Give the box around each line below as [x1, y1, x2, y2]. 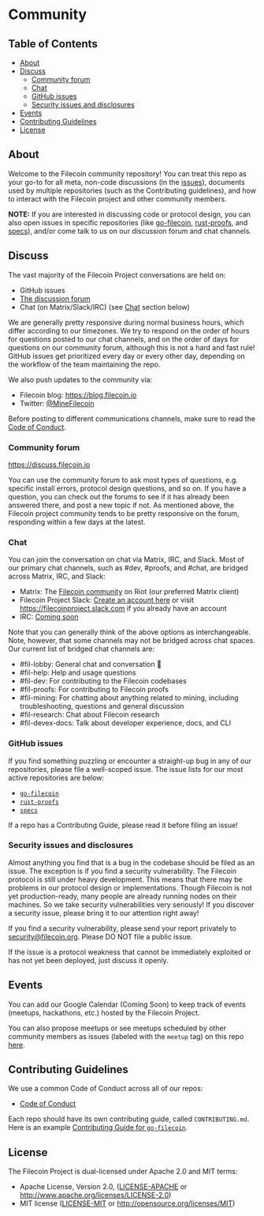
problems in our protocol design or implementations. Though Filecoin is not [8, 883, 252, 892]
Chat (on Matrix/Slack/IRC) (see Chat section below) [19, 302, 191, 311]
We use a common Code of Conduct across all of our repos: [8, 1084, 203, 1094]
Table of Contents [8, 37, 99, 51]
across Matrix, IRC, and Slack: [8, 571, 106, 582]
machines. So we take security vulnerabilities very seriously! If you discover [8, 899, 255, 909]
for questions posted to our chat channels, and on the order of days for [8, 334, 240, 344]
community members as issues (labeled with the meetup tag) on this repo [8, 1031, 244, 1041]
